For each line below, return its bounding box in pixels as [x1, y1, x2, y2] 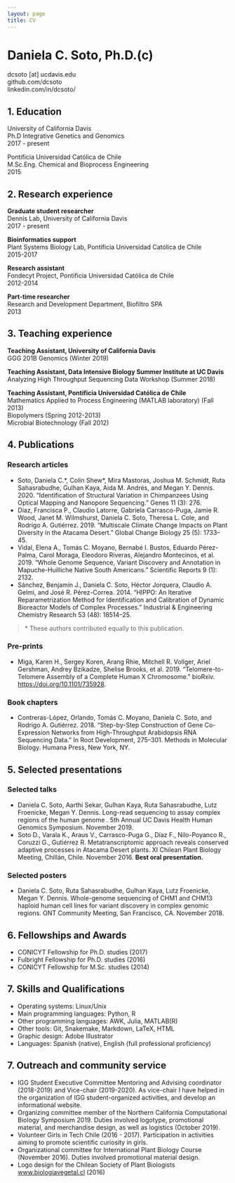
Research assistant [7, 264, 65, 273]
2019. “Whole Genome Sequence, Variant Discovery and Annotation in [17, 558, 221, 567]
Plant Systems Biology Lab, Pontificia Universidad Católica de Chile [7, 243, 202, 252]
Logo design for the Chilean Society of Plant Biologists [17, 1161, 175, 1169]
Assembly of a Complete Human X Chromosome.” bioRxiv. [46, 672, 215, 680]
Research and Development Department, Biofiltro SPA [7, 300, 163, 309]
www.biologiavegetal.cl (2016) [17, 1168, 105, 1176]
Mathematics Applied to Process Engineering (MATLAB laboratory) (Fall [7, 396, 214, 404]
